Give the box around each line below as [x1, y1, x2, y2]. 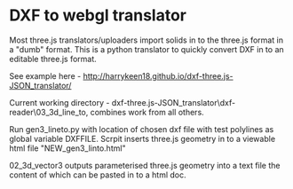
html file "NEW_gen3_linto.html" [9, 143, 126, 154]
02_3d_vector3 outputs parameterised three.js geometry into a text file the [9, 160, 281, 170]
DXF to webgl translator [9, 5, 186, 26]
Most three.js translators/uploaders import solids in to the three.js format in [9, 35, 284, 45]
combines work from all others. [90, 106, 204, 117]
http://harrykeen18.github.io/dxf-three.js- [83, 70, 234, 81]
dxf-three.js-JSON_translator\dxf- [111, 97, 236, 107]
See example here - [9, 70, 82, 81]
